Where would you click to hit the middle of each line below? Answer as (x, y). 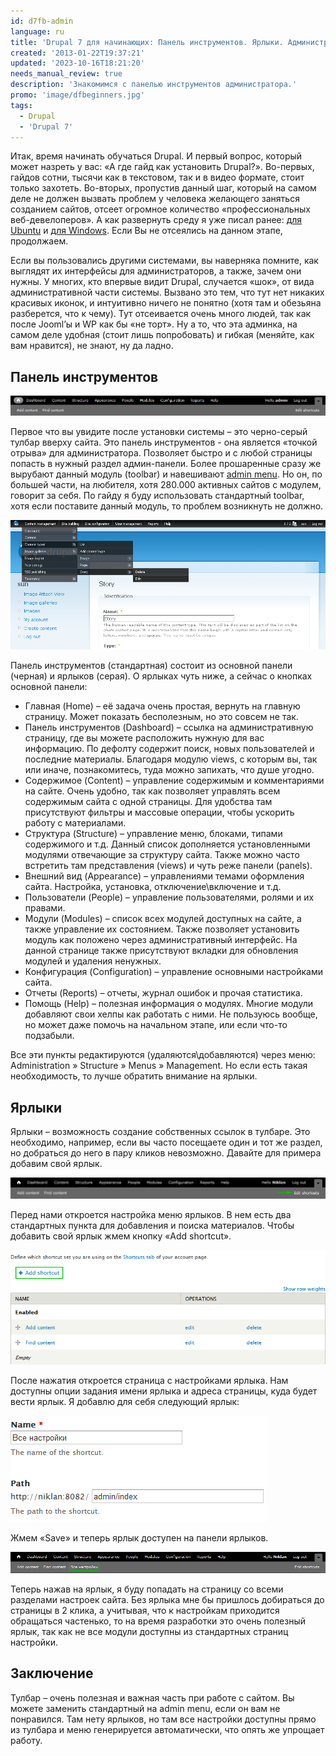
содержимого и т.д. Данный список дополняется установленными (167, 844)
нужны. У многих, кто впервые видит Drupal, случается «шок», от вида (162, 282)
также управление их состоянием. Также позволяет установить (162, 929)
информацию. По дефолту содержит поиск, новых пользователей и (169, 749)
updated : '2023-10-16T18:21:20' (77, 63)
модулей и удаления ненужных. (93, 961)
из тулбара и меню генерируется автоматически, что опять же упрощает (167, 1729)
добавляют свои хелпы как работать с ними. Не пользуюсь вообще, (171, 1014)
